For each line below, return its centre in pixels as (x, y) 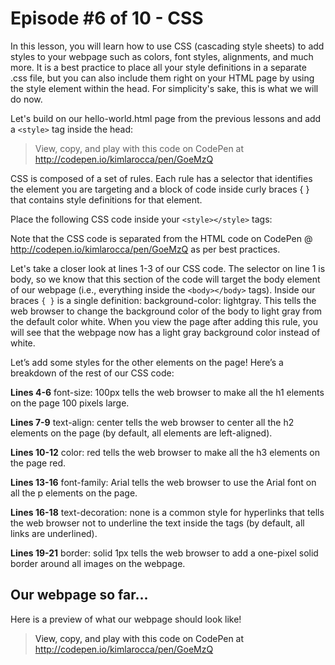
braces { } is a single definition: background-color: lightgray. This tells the (163, 300)
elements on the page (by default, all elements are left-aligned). (141, 433)
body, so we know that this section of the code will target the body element (165, 279)
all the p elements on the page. (74, 493)
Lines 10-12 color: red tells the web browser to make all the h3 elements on (165, 452)
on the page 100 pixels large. (70, 403)
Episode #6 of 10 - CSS (107, 18)
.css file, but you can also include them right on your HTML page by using (162, 78)
